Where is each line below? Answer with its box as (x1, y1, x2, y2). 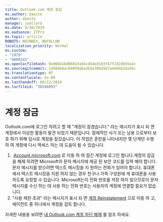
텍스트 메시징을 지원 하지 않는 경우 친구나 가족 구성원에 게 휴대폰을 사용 (21, 171, 157, 177)
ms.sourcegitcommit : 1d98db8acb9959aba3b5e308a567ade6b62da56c (5, 66, 136, 71)
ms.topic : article (5, 35, 42, 40)
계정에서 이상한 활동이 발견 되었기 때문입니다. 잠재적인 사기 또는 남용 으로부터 (5, 130, 152, 136)
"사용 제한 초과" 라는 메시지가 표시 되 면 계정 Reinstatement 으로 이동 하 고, (12, 195, 156, 201)
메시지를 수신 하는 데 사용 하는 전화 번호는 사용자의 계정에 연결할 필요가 (12, 183, 147, 189)
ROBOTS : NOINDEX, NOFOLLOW (5, 39, 60, 44)
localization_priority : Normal (5, 43, 69, 48)
